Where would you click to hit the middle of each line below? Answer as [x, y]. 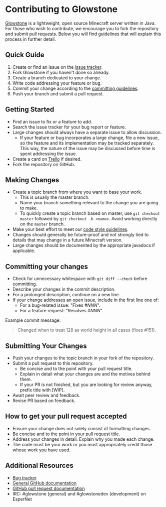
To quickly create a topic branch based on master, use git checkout [90, 213]
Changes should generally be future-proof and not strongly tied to [80, 235]
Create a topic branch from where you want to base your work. [77, 192]
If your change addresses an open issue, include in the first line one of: [85, 300]
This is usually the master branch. [55, 197]
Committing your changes [47, 266]
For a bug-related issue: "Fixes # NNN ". [60, 305]
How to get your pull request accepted [66, 416]
